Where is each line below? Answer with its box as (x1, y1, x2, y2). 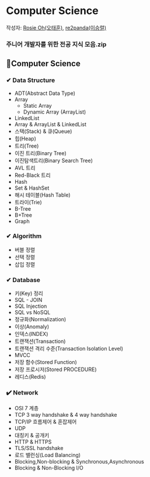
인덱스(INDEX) (14, 331, 48, 338)
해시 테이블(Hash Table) (14, 191, 71, 198)
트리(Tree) (14, 142, 39, 149)
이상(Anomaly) (14, 323, 50, 330)
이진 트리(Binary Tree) (14, 149, 67, 156)
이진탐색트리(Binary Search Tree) (14, 157, 93, 164)
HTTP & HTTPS (14, 438, 52, 445)
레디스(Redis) (14, 373, 46, 380)
